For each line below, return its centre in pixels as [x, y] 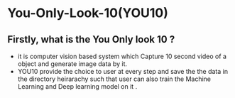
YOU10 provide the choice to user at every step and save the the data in [123, 71]
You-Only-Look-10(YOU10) [88, 13]
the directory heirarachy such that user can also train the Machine [114, 79]
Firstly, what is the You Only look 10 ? [91, 39]
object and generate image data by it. [72, 64]
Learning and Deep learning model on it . [77, 86]
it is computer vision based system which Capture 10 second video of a [122, 56]
